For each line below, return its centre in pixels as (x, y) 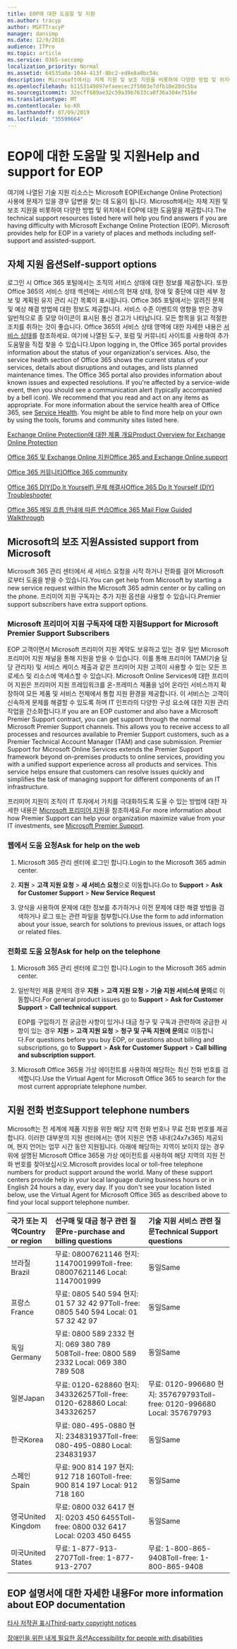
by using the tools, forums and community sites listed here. (93, 420)
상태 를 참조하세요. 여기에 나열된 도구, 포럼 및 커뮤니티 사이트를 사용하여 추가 (124, 336)
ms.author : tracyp (34, 21)
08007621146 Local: (91, 1272)
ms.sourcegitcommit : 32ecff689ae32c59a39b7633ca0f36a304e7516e (102, 93)
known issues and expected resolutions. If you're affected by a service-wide (119, 383)
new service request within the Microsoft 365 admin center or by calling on (116, 588)
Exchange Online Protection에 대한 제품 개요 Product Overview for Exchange (116, 435)
